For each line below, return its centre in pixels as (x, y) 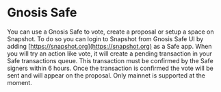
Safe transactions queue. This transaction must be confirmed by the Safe (110, 60)
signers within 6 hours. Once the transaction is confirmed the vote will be (110, 68)
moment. (19, 82)
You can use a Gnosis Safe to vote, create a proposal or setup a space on (110, 32)
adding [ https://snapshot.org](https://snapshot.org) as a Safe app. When (109, 46)
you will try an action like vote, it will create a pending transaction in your (109, 54)
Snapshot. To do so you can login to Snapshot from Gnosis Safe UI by (105, 38)
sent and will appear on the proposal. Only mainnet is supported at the (106, 75)
